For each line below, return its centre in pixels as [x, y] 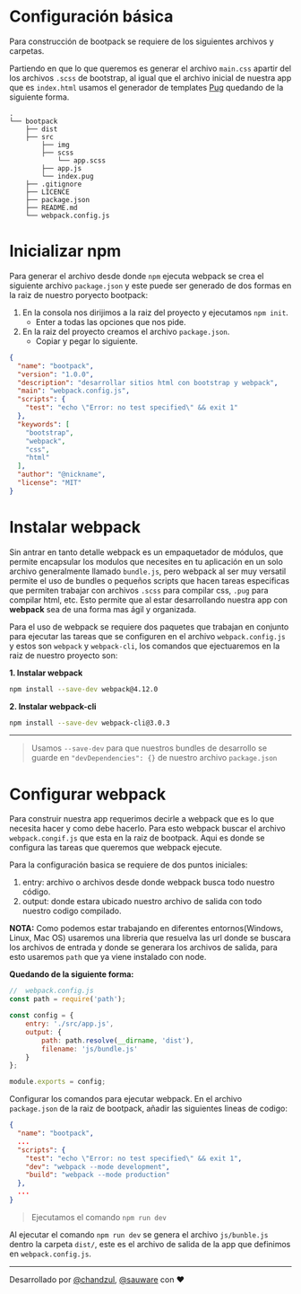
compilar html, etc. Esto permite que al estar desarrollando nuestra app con [149, 600]
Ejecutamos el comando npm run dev [99, 1217]
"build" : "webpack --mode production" [98, 1175]
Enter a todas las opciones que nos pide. [111, 321]
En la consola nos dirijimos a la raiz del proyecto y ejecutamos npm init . [155, 312]
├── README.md [52, 207]
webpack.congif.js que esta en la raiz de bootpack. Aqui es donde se [137, 838]
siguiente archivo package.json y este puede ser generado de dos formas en [150, 286]
